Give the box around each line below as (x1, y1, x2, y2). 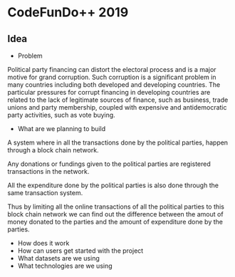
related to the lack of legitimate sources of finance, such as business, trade (7, 95, 229, 104)
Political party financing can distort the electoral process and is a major (7, 66, 216, 73)
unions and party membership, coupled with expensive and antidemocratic (7, 103, 227, 111)
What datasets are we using (17, 254, 100, 262)
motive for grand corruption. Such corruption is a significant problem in (7, 73, 216, 81)
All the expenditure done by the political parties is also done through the (7, 181, 219, 189)
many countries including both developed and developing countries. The (7, 80, 221, 89)
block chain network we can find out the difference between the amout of (7, 210, 224, 218)
